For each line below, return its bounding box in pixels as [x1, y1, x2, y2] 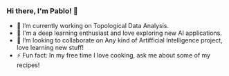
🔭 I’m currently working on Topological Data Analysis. [16, 22, 170, 30]
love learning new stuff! [16, 44, 84, 52]
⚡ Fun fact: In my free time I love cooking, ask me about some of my [16, 51, 211, 60]
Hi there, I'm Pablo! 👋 [6, 6, 79, 16]
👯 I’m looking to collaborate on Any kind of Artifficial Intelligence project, [16, 36, 223, 45]
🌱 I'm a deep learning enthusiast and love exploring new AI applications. [16, 29, 222, 37]
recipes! [16, 61, 40, 69]
